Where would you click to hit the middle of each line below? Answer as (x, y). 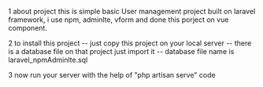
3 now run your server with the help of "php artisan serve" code (112, 75)
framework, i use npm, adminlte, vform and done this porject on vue (119, 20)
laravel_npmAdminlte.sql (48, 60)
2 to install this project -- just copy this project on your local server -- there (130, 43)
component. (28, 28)
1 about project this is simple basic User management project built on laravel (132, 11)
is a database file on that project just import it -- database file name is (121, 51)
